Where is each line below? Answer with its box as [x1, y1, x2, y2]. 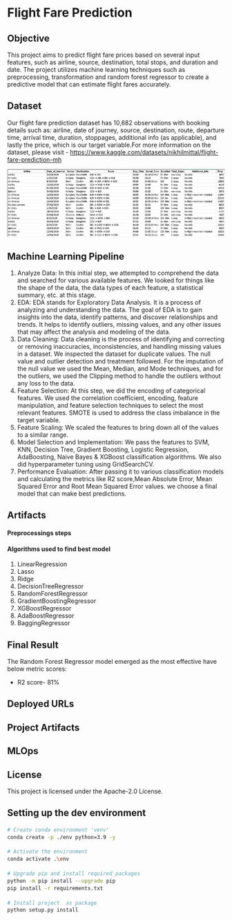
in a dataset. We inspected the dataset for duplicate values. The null [17, 350, 211, 358]
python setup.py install [7, 907, 79, 914]
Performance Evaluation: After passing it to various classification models [17, 467, 224, 476]
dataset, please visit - [7, 147, 69, 156]
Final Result [7, 639, 59, 651]
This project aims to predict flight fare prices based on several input [7, 51, 200, 59]
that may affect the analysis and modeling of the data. [17, 327, 171, 336]
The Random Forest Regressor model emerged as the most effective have [7, 658, 217, 666]
